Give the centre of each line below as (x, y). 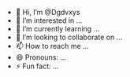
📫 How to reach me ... (52, 46)
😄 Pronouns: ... (41, 57)
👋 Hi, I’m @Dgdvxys (48, 12)
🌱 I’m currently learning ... (58, 29)
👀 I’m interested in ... (49, 20)
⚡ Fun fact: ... (37, 66)
